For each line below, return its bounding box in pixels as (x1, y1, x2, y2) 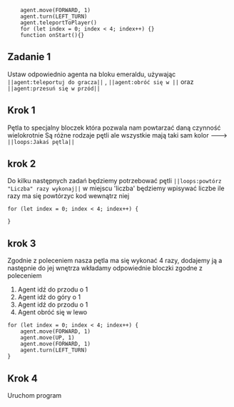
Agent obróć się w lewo (17, 308, 88, 316)
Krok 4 (7, 372, 38, 384)
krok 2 (7, 158, 36, 170)
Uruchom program (7, 391, 62, 400)
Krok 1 (7, 104, 36, 117)
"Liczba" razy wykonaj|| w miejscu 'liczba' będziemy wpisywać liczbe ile (7, 184, 225, 192)
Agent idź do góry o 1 (17, 293, 81, 302)
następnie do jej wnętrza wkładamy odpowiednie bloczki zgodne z (7, 264, 203, 272)
